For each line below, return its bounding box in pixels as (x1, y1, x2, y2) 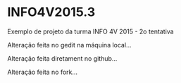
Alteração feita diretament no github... (7, 54, 118, 63)
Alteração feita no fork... (7, 68, 78, 76)
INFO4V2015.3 (7, 4, 96, 20)
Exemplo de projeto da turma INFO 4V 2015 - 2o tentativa (7, 27, 174, 36)
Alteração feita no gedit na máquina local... (7, 40, 132, 49)
